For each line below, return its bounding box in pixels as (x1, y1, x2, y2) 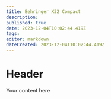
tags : (6, 31, 20, 37)
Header (6, 68, 43, 81)
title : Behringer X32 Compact (6, 8, 81, 15)
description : (6, 14, 39, 20)
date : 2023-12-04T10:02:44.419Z (6, 25, 86, 31)
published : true (6, 20, 46, 25)
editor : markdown (6, 36, 49, 42)
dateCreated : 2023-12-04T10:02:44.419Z (6, 42, 105, 48)
